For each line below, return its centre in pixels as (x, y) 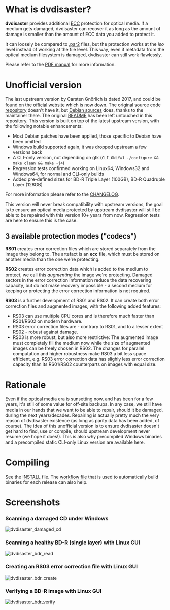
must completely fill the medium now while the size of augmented (81, 343)
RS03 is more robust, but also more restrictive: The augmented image (85, 337)
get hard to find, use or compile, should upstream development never (78, 431)
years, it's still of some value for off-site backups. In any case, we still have (84, 404)
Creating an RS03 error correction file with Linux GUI (72, 567)
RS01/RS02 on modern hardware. (47, 321)
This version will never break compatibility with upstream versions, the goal (84, 204)
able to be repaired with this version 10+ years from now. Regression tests (82, 215)
